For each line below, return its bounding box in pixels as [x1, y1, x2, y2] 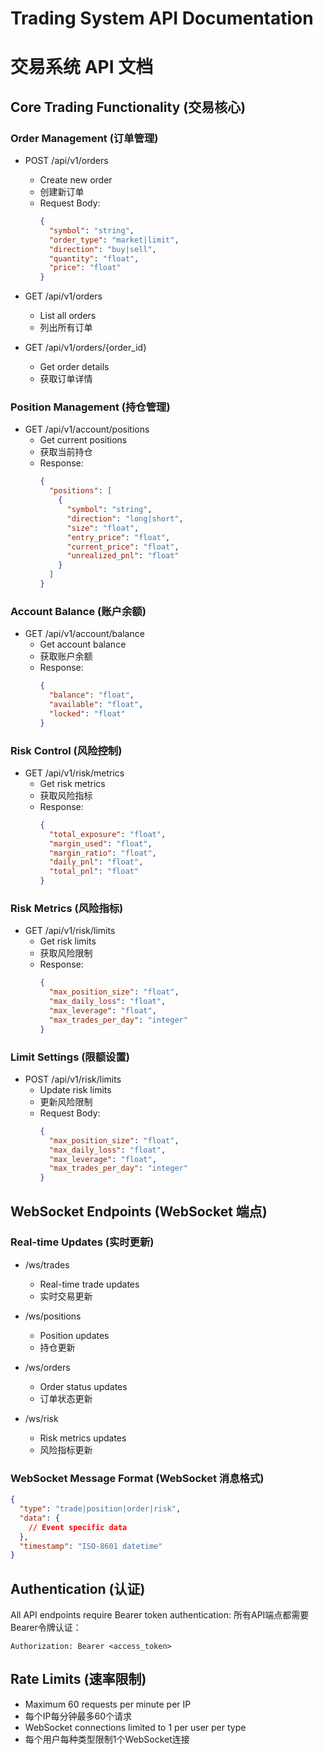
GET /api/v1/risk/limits [24, 925, 116, 937]
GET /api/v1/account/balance [24, 628, 145, 640]
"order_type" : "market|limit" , [48, 235, 180, 245]
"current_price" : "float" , [66, 542, 180, 552]
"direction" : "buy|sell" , [48, 244, 157, 254]
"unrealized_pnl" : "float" [66, 551, 180, 561]
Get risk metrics [39, 777, 106, 789]
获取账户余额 [39, 650, 93, 662]
